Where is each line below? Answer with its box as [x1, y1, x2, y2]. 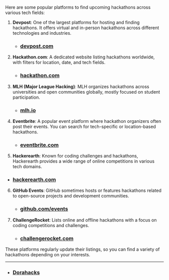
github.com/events [20, 205, 68, 213]
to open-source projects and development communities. [12, 193, 129, 199]
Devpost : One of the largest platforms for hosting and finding [12, 20, 140, 25]
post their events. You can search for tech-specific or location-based [12, 123, 156, 129]
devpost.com [20, 42, 54, 49]
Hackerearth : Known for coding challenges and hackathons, [12, 153, 138, 159]
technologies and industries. [12, 30, 72, 36]
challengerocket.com [20, 235, 74, 242]
